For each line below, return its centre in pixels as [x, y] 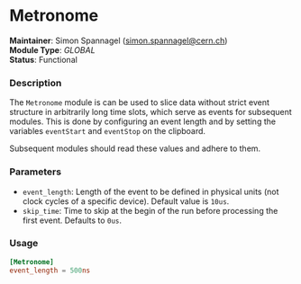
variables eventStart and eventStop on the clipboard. [107, 131]
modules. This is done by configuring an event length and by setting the [143, 121]
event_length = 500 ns [50, 271]
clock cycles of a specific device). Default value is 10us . [126, 201]
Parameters [35, 172]
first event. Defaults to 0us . [72, 220]
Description [36, 83]
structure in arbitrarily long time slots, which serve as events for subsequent [151, 112]
